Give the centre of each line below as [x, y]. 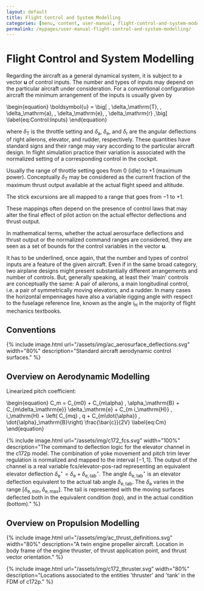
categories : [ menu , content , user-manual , [61, 23]
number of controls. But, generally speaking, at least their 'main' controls [97, 277]
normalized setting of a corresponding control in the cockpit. [82, 159]
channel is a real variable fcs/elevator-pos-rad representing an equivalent [98, 466]
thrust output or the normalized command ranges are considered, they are [99, 239]
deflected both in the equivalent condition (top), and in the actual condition [100, 497]
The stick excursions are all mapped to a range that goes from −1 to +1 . [95, 196]
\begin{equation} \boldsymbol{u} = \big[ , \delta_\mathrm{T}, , [84, 107]
